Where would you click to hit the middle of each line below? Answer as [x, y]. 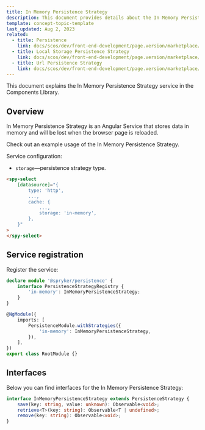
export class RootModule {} [42, 354]
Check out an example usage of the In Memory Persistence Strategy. [93, 144]
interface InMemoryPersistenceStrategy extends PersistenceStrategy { [98, 399]
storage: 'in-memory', [68, 213]
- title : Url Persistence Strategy [57, 63]
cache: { [39, 202]
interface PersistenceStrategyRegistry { [70, 286]
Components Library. [33, 93]
